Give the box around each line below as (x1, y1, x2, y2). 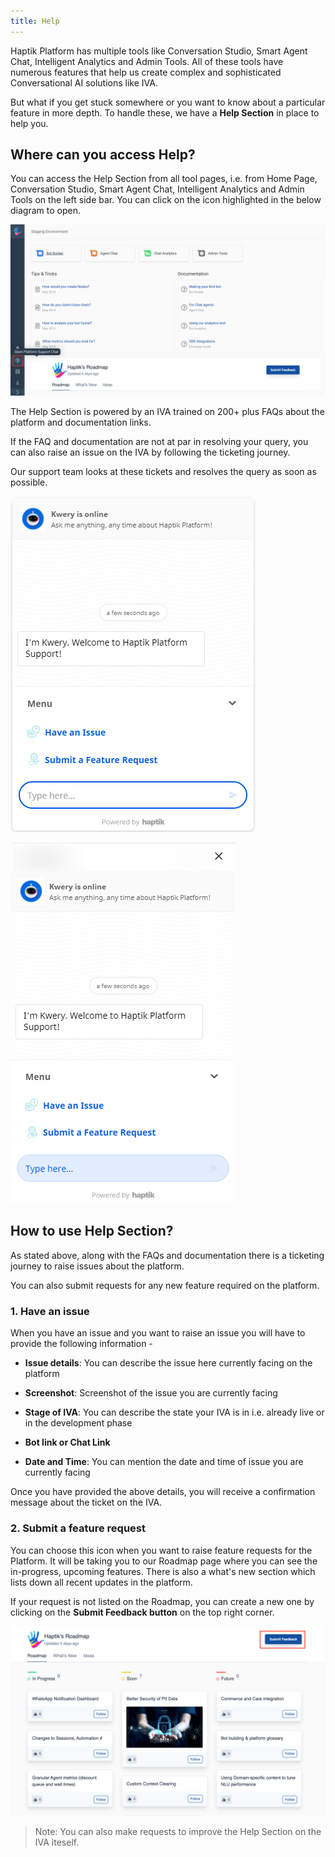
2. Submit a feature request (10, 1521, 146, 1535)
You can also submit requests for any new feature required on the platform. (10, 1279, 320, 1291)
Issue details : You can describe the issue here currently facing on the (24, 1357, 313, 1369)
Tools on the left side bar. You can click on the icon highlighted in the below (10, 194, 322, 206)
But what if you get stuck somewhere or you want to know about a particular (10, 96, 326, 108)
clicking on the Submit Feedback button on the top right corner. (10, 1606, 275, 1618)
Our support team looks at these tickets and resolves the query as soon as (10, 466, 317, 478)
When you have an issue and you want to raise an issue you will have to (10, 1327, 306, 1339)
